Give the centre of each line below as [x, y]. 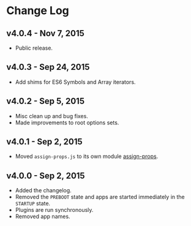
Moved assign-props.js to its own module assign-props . [87, 156]
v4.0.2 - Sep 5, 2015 [45, 101]
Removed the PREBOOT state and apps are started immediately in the [100, 197]
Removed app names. [43, 217]
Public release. [34, 48]
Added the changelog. [43, 190]
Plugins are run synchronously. [54, 210]
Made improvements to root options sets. [67, 122]
